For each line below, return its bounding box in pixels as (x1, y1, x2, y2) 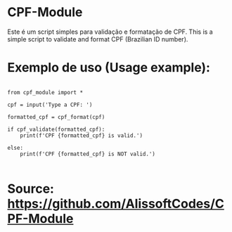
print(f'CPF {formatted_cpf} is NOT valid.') (20, 150, 156, 157)
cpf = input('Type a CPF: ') (7, 101, 93, 108)
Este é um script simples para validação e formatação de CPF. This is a (7, 27, 213, 36)
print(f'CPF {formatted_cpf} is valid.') (20, 131, 143, 139)
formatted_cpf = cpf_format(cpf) (7, 113, 105, 120)
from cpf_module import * (7, 89, 83, 96)
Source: (7, 181, 55, 197)
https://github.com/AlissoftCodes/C (7, 196, 225, 212)
